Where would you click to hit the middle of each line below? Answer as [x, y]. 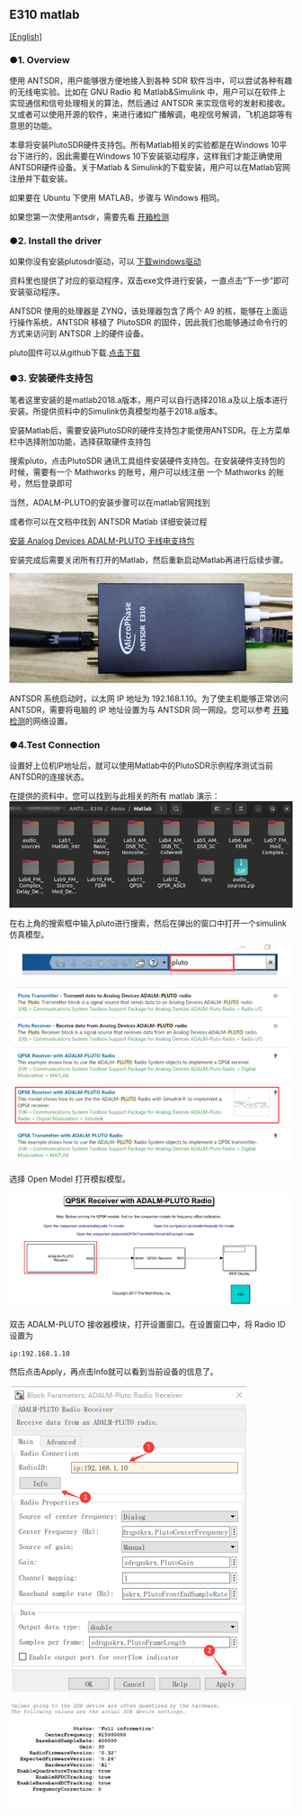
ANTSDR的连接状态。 [49, 777]
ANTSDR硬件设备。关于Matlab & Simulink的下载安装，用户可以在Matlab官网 [150, 168]
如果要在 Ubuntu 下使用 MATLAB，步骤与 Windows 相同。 [117, 198]
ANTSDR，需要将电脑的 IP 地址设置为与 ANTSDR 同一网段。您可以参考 [140, 709]
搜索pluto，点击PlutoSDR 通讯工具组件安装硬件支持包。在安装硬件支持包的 [147, 461]
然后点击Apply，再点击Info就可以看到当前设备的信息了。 [114, 1372]
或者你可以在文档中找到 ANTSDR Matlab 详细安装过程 [109, 521]
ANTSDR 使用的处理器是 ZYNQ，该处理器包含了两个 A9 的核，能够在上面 [145, 311]
